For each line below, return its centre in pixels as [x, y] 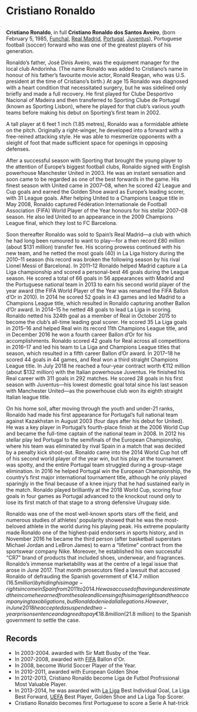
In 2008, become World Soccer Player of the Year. [75, 665]
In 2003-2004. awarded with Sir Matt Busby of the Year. [83, 653]
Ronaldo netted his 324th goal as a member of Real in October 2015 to [91, 316]
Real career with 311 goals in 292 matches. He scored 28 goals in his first [95, 378]
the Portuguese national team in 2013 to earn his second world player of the [98, 284]
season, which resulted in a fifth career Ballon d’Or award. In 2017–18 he [93, 353]
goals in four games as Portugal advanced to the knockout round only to [94, 496]
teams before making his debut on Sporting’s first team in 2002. [84, 112]
